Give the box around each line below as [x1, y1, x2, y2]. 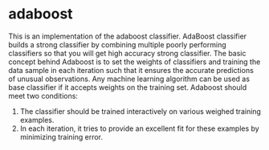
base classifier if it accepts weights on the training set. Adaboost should [8, 82, 247, 92]
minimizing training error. [19, 132, 103, 141]
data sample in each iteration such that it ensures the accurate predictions [8, 65, 255, 75]
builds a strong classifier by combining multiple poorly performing [8, 39, 226, 49]
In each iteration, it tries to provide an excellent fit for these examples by [19, 124, 259, 133]
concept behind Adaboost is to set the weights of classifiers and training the [8, 57, 261, 67]
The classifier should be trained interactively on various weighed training [19, 106, 261, 116]
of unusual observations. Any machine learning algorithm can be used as [8, 74, 251, 83]
